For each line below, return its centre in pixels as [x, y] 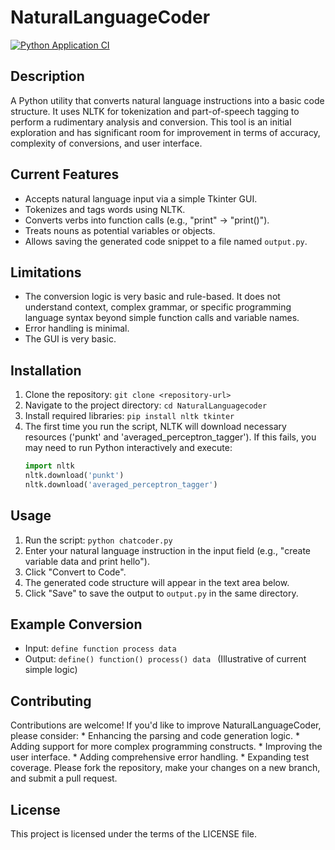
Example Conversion [76, 624]
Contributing [51, 701]
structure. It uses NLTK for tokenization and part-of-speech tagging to [155, 111]
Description [47, 76]
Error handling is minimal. [77, 328]
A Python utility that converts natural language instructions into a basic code [167, 100]
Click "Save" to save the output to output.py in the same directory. [161, 593]
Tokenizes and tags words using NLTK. [105, 209]
